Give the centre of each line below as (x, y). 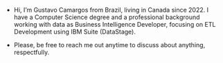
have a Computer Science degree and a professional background (107, 17)
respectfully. (32, 52)
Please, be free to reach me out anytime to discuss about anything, (109, 45)
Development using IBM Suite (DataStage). (75, 32)
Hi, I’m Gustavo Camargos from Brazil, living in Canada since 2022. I (111, 10)
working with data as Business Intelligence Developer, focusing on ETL (115, 24)
